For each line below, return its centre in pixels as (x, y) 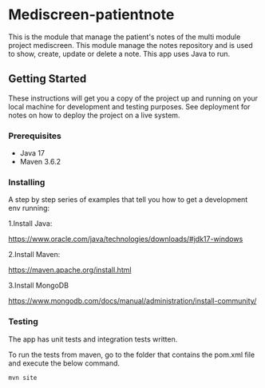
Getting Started (47, 79)
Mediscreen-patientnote (91, 15)
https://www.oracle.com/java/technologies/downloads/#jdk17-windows (126, 239)
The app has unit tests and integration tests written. (93, 339)
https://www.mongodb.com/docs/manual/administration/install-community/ (132, 301)
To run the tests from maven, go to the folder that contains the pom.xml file (132, 354)
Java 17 (32, 153)
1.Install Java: (30, 224)
